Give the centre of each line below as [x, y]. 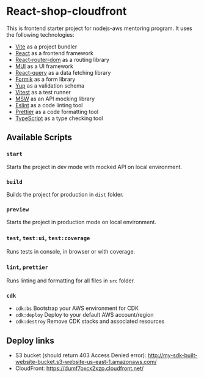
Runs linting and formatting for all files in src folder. [71, 281]
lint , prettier [27, 267]
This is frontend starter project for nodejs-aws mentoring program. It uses [99, 28]
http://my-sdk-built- [173, 355]
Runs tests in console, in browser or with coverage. [71, 251]
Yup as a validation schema [49, 85]
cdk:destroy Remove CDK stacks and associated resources [90, 321]
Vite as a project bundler [46, 47]
